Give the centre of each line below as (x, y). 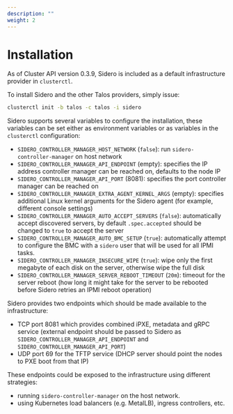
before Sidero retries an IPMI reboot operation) (84, 290)
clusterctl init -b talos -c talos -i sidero (74, 108)
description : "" (31, 14)
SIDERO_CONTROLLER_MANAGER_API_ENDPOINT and (83, 339)
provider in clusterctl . (40, 82)
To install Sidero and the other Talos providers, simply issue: (94, 95)
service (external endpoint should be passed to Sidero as (99, 332)
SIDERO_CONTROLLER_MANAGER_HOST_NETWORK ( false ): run (94, 149)
